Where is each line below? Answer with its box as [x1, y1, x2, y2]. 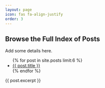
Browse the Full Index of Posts [5, 35, 100, 43]
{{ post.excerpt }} [5, 78, 41, 84]
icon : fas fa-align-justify [5, 12, 63, 17]
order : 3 [5, 16, 23, 21]
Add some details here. [5, 48, 52, 54]
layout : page [5, 7, 32, 12]
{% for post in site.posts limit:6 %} [12, 57, 83, 63]
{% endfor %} [12, 68, 41, 74]
